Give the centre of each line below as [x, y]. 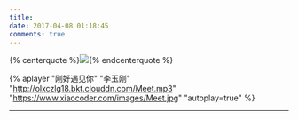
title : [21, 17]
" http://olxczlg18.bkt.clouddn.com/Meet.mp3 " [93, 89]
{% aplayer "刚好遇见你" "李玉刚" [70, 79]
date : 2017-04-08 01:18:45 [59, 26]
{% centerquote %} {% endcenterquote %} [91, 60]
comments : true [37, 34]
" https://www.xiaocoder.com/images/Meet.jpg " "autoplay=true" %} [132, 98]
